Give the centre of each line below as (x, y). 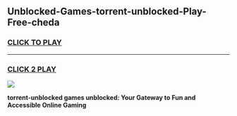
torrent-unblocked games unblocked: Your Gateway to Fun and (102, 97)
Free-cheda (34, 23)
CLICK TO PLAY (35, 43)
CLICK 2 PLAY (32, 69)
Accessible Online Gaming (47, 105)
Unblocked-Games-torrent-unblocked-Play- (107, 12)
